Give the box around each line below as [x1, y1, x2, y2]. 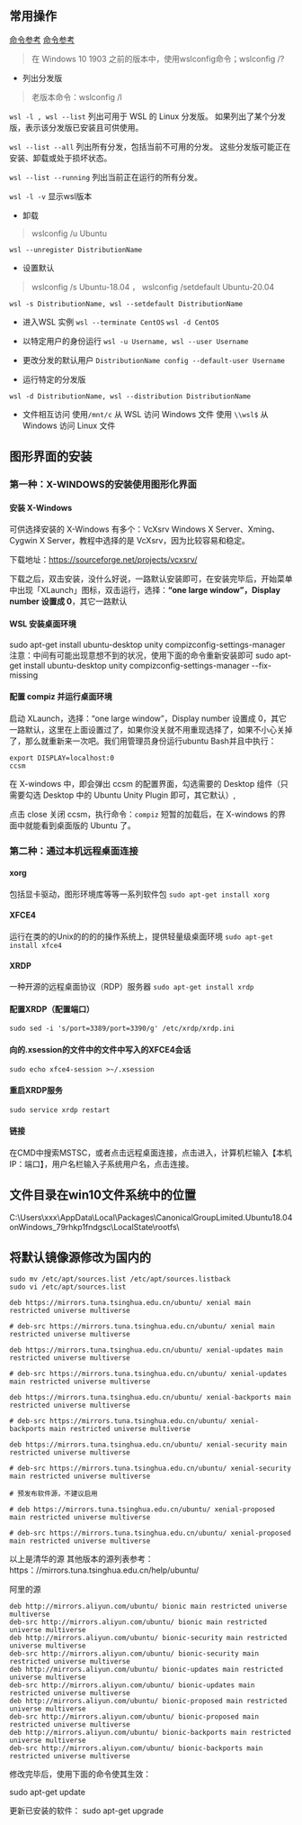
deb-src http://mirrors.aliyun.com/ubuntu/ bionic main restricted [9, 1617, 268, 1627]
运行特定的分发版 [22, 373, 86, 385]
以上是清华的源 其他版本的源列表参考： [9, 1553, 154, 1564]
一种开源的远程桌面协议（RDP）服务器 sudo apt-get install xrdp [9, 981, 254, 992]
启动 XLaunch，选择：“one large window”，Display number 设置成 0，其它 [9, 713, 288, 724]
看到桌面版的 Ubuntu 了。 [40, 819, 137, 831]
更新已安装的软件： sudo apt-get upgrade [9, 1805, 164, 1816]
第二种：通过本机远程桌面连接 [9, 844, 139, 857]
